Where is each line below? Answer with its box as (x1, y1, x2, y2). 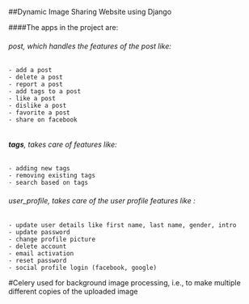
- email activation (8, 249, 74, 258)
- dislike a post (8, 101, 67, 110)
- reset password (8, 256, 67, 264)
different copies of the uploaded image (8, 286, 138, 296)
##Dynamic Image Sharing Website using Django (8, 7, 172, 16)
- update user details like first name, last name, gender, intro (8, 221, 237, 229)
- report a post (8, 80, 63, 88)
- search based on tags (8, 178, 89, 187)
